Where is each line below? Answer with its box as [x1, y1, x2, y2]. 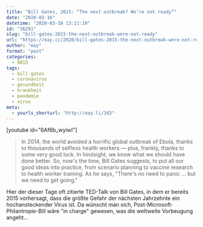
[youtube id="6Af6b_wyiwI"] [6, 126, 77, 133]
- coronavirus [11, 76, 47, 82]
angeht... [6, 214, 28, 221]
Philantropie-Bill [6, 208, 47, 215]
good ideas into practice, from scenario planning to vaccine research [21, 164, 193, 171]
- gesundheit [11, 82, 45, 88]
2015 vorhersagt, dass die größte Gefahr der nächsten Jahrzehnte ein [6, 194, 180, 202]
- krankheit [11, 88, 42, 94]
